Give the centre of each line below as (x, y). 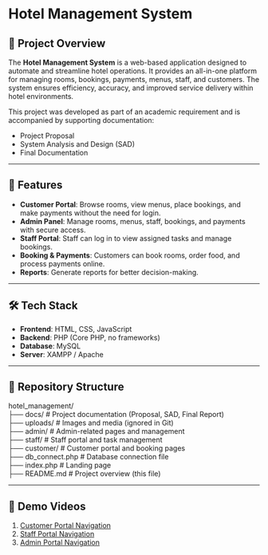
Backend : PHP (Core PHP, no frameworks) (90, 337)
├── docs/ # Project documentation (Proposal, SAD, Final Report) (116, 415)
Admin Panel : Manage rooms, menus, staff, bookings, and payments (132, 221)
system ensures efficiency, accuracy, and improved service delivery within (131, 88)
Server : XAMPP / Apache (61, 354)
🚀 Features (35, 185)
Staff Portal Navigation (57, 534)
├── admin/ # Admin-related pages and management (97, 431)
